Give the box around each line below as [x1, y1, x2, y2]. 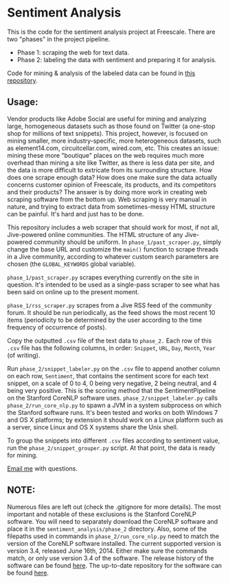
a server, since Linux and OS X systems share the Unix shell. [7, 422, 179, 431]
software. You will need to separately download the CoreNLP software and [7, 517, 218, 525]
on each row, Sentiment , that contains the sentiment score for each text [7, 371, 209, 380]
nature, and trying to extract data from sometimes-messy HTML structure [7, 202, 216, 211]
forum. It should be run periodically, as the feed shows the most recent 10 [7, 308, 216, 316]
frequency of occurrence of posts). [7, 323, 107, 331]
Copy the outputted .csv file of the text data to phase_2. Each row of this [7, 336, 212, 345]
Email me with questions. [7, 464, 78, 473]
